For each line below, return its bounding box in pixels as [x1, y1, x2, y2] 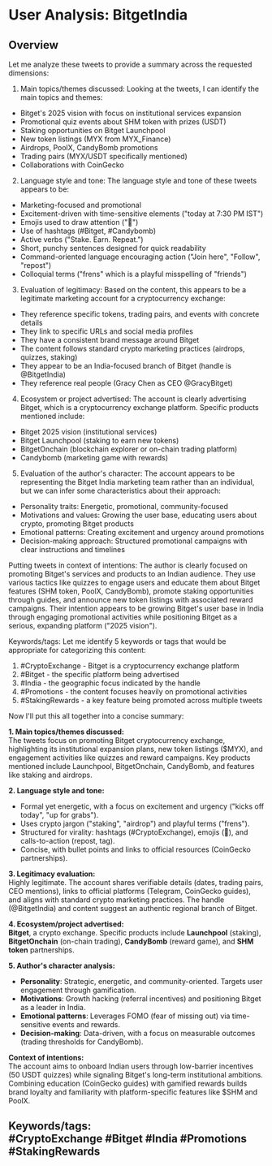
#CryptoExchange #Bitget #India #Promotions [8, 1132, 248, 1146]
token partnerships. [8, 945, 75, 955]
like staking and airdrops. [8, 770, 93, 779]
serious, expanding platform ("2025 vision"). [8, 621, 158, 630]
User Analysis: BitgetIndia [8, 6, 188, 24]
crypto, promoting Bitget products [19, 519, 134, 529]
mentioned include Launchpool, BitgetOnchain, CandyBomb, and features [8, 762, 255, 771]
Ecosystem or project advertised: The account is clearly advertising [19, 394, 247, 404]
